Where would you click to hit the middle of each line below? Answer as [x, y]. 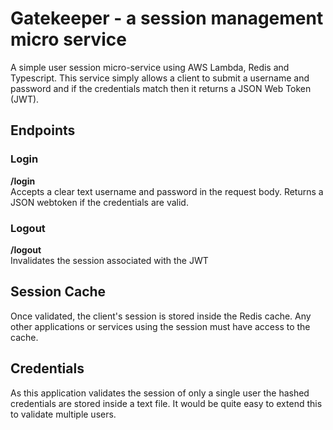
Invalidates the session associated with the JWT [109, 260]
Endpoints [43, 130]
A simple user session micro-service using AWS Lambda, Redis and [150, 67]
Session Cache [58, 292]
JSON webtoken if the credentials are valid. [99, 202]
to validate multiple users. [63, 414]
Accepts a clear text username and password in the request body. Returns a [167, 191]
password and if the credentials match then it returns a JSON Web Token [161, 88]
